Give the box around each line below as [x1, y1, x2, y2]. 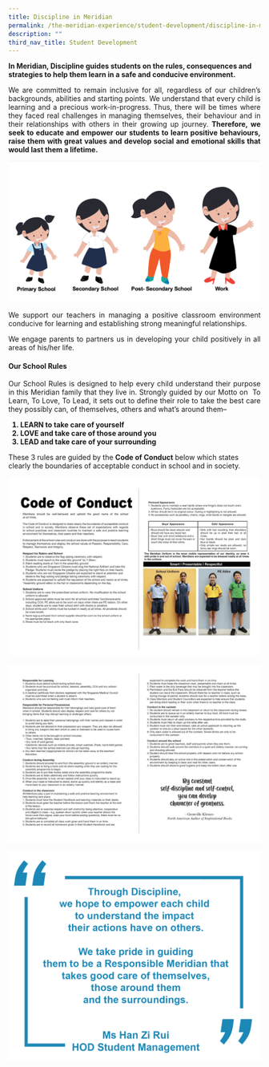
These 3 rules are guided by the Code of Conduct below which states [8, 453, 239, 463]
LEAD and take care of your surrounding [19, 437, 157, 447]
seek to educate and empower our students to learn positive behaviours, [8, 128, 261, 138]
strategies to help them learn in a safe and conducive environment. [8, 70, 236, 79]
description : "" [8, 30, 62, 38]
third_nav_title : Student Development [8, 38, 138, 46]
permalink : [8, 21, 45, 30]
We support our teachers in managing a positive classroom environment [8, 310, 261, 320]
